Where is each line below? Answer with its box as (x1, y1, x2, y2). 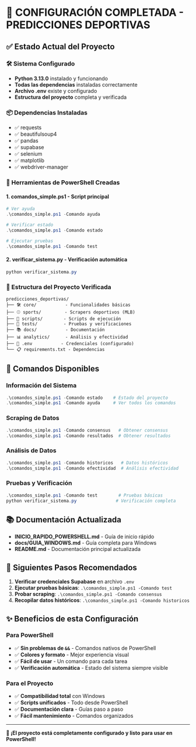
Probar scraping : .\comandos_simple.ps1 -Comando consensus (14, 591, 162, 598)
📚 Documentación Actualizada (6, 515, 121, 525)
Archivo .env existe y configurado (14, 87, 97, 94)
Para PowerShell (6, 631, 54, 639)
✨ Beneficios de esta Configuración (6, 614, 139, 624)
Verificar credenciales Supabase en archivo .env (14, 578, 135, 585)
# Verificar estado (6, 222, 54, 228)
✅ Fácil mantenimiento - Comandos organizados (14, 712, 134, 720)
